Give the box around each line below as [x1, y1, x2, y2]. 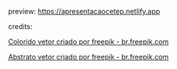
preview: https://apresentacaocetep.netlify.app [8, 7, 160, 16]
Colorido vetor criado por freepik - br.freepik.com [8, 37, 169, 46]
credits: [8, 22, 33, 31]
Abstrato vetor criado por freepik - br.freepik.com [8, 53, 169, 61]
